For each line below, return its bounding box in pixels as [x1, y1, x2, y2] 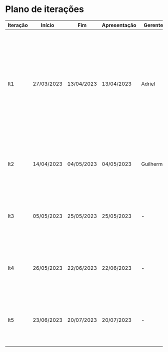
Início [40, 22, 54, 29]
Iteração [7, 22, 28, 29]
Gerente [143, 22, 163, 29]
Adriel [141, 80, 155, 87]
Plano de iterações [5, 4, 84, 15]
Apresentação [101, 22, 136, 29]
